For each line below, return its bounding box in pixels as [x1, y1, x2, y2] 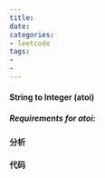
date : [9, 22, 30, 31]
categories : [9, 30, 54, 39]
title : [9, 13, 34, 23]
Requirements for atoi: [9, 113, 97, 124]
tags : [9, 47, 30, 56]
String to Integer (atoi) [9, 92, 95, 103]
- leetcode [9, 38, 51, 48]
